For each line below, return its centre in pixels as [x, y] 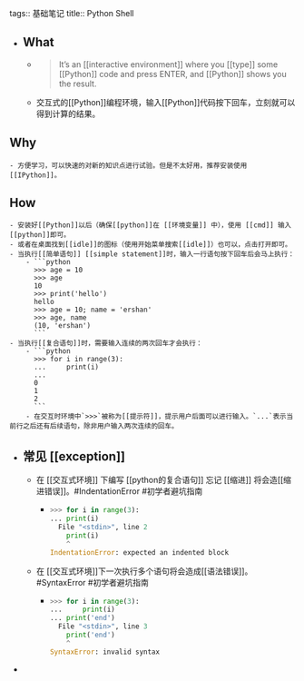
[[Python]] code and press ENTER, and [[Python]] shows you [173, 74]
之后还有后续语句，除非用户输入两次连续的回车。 [100, 426]
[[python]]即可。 [40, 235]
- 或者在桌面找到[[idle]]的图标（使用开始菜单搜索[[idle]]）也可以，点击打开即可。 [151, 245]
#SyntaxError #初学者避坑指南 [93, 582]
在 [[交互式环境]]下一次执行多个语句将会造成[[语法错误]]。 [144, 571]
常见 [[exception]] [74, 456]
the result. [78, 84]
